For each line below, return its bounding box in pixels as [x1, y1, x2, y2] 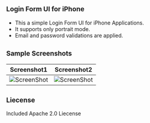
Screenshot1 [10, 65, 48, 73]
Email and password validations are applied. [14, 32, 124, 39]
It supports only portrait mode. [14, 25, 91, 32]
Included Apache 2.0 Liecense [6, 110, 81, 117]
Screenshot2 [54, 65, 93, 73]
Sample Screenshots [6, 49, 72, 58]
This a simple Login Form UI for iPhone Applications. [14, 19, 145, 26]
